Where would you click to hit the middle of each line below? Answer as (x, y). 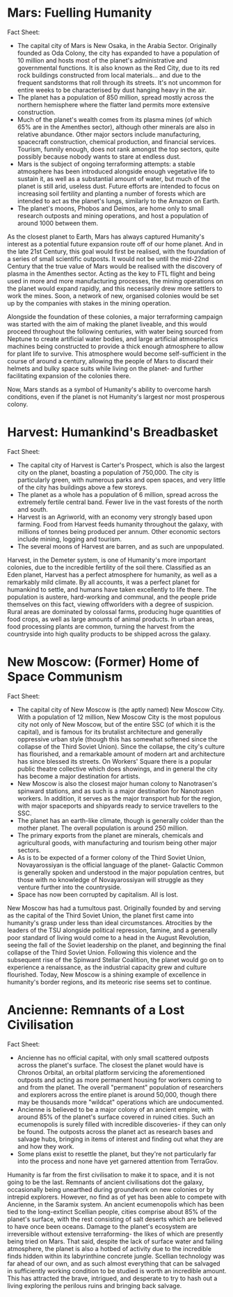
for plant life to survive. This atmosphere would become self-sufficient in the (117, 354)
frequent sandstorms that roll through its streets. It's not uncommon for (119, 82)
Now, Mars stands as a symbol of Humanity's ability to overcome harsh (109, 389)
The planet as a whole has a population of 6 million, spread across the (118, 494)
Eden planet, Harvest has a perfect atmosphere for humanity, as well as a (112, 574)
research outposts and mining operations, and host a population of (113, 215)
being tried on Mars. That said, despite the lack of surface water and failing (115, 1241)
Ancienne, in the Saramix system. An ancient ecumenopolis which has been (116, 1204)
